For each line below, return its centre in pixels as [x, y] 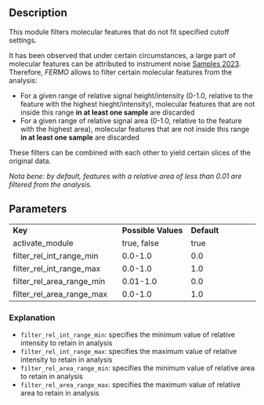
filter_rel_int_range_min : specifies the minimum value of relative [128, 334]
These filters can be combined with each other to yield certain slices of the [130, 152]
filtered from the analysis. [51, 184]
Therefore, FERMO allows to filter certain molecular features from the [121, 72]
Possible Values [152, 230]
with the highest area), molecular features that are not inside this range [135, 129]
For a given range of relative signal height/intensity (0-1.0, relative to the [136, 95]
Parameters [38, 209]
